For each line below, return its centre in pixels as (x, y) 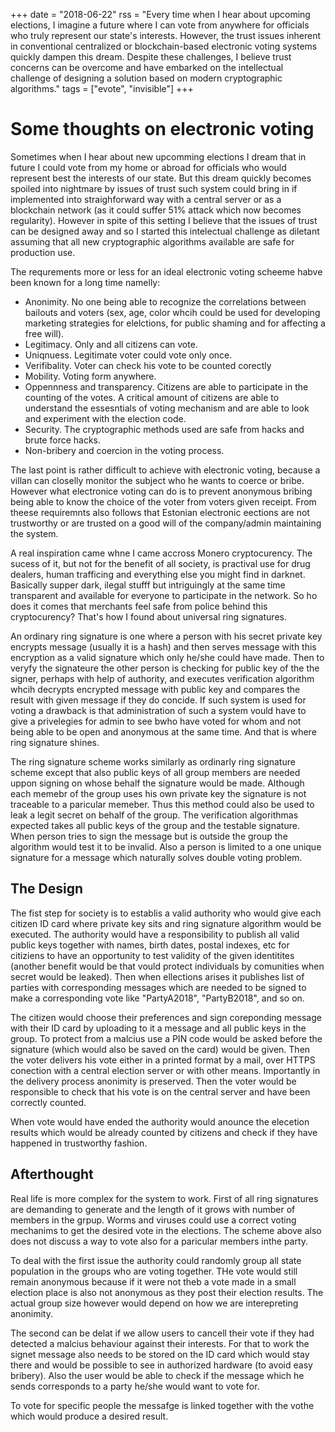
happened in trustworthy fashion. (79, 1143)
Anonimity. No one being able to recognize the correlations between (165, 301)
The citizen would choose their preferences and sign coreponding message (166, 1017)
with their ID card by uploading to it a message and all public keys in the (158, 1028)
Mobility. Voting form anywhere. (90, 376)
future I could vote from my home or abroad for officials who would (148, 167)
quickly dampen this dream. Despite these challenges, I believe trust (151, 57)
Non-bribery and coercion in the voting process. (124, 450)
